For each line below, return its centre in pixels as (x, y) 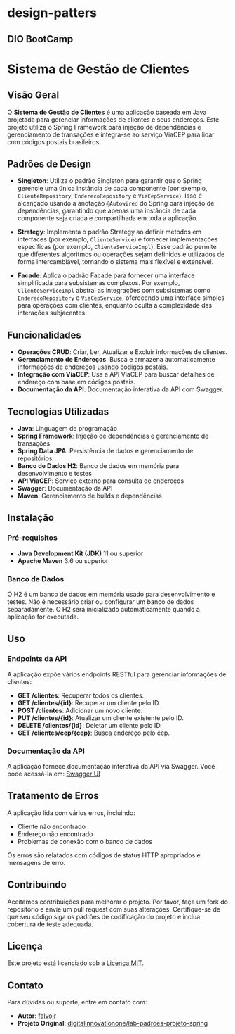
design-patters (52, 13)
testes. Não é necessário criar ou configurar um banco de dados (101, 602)
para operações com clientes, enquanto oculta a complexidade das (115, 305)
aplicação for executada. (43, 617)
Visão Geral (33, 95)
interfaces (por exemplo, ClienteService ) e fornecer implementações (117, 239)
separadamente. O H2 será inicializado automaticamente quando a (103, 609)
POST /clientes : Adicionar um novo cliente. (80, 710)
